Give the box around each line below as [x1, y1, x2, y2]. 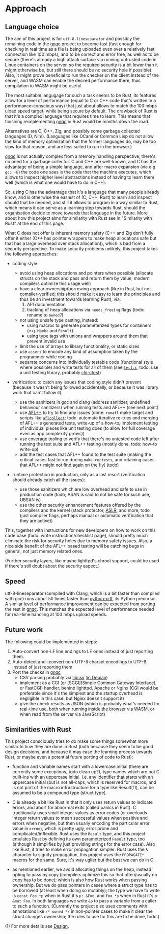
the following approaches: [5, 251, 58, 257]
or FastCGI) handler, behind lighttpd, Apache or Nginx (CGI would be [19, 685, 159, 691]
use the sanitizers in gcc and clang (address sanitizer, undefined [19, 399, 151, 405]
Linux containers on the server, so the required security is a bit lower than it [5, 62, 158, 68]
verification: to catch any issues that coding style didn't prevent [12, 379, 141, 385]
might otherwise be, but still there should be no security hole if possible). [5, 67, 153, 73]
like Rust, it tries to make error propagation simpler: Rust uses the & [12, 846, 148, 853]
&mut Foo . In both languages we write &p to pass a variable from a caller [12, 898, 157, 904]
